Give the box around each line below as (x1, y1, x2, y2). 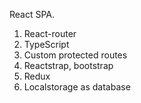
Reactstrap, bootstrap (23, 60, 114, 71)
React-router (23, 28, 77, 39)
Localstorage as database (23, 81, 131, 93)
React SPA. (9, 9, 56, 20)
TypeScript (23, 39, 70, 50)
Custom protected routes (23, 49, 128, 61)
